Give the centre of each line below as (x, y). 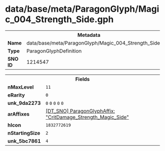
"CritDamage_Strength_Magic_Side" (87, 117)
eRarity (16, 95)
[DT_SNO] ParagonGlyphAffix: (81, 111)
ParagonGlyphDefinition (54, 51)
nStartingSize (24, 133)
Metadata (89, 35)
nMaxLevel (21, 87)
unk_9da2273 (24, 103)
